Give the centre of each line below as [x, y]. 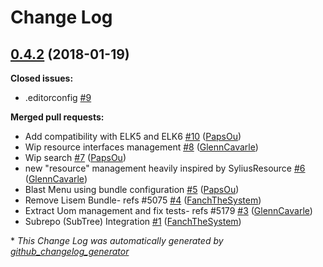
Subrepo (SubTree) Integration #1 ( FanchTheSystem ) [133, 221]
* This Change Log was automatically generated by [117, 240]
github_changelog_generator [70, 251]
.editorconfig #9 [58, 97]
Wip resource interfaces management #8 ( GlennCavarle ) [141, 147]
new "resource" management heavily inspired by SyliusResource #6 [165, 168]
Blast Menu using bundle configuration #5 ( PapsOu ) [132, 189]
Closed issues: [42, 78]
